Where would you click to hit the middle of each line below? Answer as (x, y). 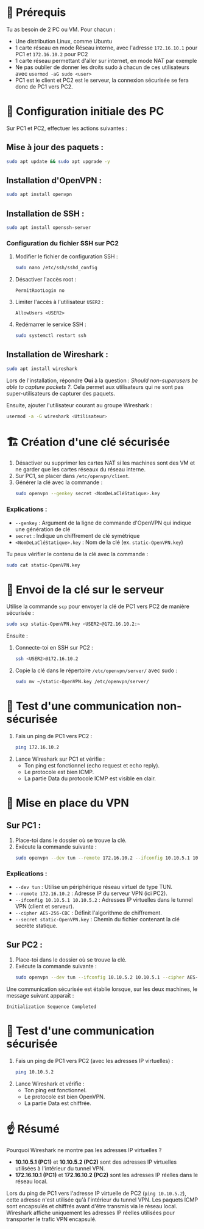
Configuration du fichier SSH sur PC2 (62, 243)
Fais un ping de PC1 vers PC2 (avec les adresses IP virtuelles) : (94, 1060)
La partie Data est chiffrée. (58, 1103)
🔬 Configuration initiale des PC (85, 111)
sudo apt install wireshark (42, 369)
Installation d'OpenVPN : (54, 180)
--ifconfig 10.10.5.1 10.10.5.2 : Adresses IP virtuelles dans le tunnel (104, 900)
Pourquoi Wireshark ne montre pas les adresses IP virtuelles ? (84, 1150)
